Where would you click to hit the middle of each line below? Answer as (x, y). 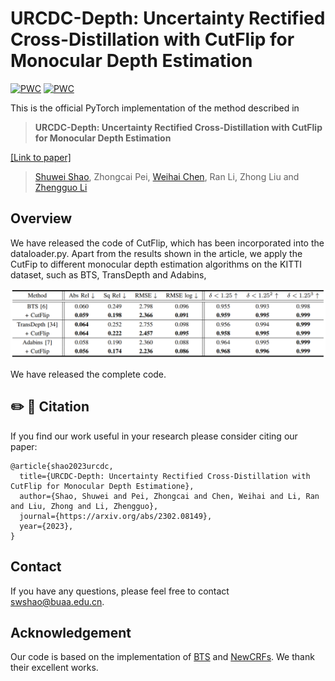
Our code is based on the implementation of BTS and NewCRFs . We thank (162, 657)
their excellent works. (54, 668)
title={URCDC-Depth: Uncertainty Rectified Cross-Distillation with (165, 476)
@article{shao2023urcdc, (62, 466)
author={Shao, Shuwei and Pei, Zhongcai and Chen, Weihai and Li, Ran (169, 496)
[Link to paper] (41, 157)
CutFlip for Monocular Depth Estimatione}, (102, 486)
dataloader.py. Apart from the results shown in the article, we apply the (156, 253)
